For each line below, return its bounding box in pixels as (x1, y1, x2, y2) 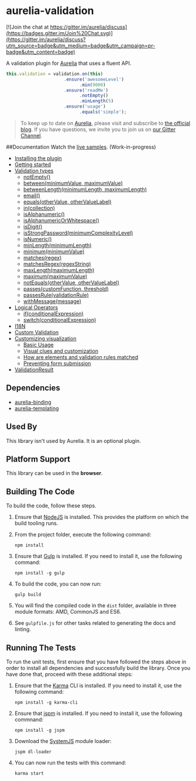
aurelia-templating (14, 405, 59, 412)
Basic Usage (23, 341, 54, 348)
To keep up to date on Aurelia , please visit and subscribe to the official (20, 119, 191, 126)
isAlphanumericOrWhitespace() (23, 216, 99, 223)
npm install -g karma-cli (14, 700, 78, 706)
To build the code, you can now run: (14, 580, 102, 587)
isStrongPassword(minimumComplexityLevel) (23, 229, 133, 236)
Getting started (14, 161, 51, 168)
